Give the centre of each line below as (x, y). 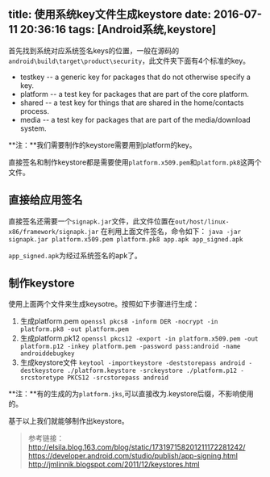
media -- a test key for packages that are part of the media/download (135, 119)
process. (35, 111)
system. (33, 128)
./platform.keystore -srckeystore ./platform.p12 (152, 371)
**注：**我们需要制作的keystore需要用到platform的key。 (102, 144)
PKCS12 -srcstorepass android (118, 378)
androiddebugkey (47, 354)
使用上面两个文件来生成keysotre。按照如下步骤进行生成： (104, 304)
